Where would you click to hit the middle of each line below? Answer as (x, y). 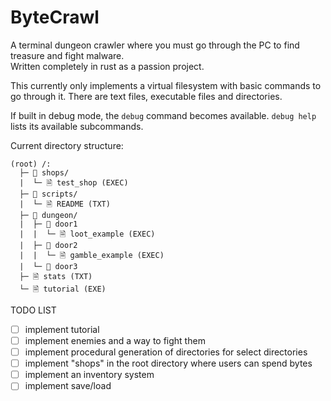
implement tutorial (62, 329)
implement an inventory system (89, 375)
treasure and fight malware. (67, 55)
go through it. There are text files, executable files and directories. (146, 96)
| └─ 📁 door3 (48, 266)
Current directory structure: (67, 145)
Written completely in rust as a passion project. (107, 66)
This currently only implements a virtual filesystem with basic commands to (166, 85)
